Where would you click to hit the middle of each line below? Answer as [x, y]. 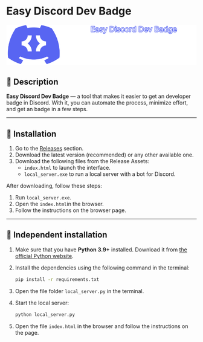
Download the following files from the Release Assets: [82, 161]
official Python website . [44, 256]
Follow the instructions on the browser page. [71, 210]
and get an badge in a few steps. [47, 109]
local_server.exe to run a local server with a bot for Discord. [100, 174]
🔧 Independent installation [57, 235]
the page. [27, 332]
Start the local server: [42, 303]
